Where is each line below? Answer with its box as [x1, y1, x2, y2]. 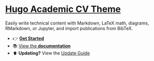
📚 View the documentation [12, 42, 71, 48]
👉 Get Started [12, 35, 44, 41]
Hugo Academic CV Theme [5, 3, 121, 15]
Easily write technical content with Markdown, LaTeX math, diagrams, [5, 20, 149, 26]
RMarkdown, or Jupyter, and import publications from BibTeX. [5, 25, 133, 31]
